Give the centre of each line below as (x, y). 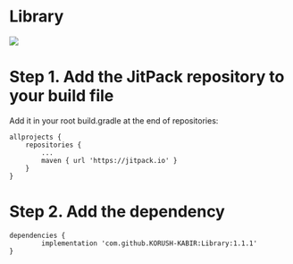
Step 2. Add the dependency (117, 212)
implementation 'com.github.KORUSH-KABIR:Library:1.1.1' (149, 243)
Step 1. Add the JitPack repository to (147, 77)
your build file (62, 96)
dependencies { (38, 235)
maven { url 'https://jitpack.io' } (109, 160)
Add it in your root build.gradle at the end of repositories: (114, 120)
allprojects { (36, 137)
